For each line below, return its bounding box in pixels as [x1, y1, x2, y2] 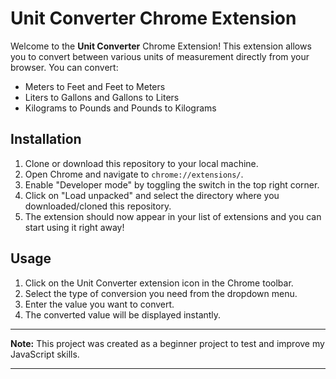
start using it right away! [24, 221, 125, 233]
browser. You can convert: [10, 61, 119, 73]
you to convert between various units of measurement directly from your [10, 50, 310, 62]
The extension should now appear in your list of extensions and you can [24, 210, 322, 222]
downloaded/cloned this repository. [24, 200, 172, 212]
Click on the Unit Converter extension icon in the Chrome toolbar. [24, 277, 294, 289]
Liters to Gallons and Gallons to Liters [24, 91, 180, 103]
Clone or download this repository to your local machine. [24, 157, 259, 169]
